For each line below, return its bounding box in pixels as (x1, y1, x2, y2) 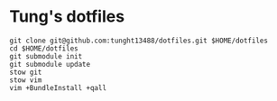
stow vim (9, 75, 42, 85)
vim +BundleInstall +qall (9, 83, 106, 92)
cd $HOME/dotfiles (9, 43, 78, 53)
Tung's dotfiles (9, 6, 125, 27)
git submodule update (9, 60, 91, 69)
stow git (9, 68, 42, 77)
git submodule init (9, 51, 83, 60)
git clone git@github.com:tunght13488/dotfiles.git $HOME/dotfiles (9, 36, 269, 45)
